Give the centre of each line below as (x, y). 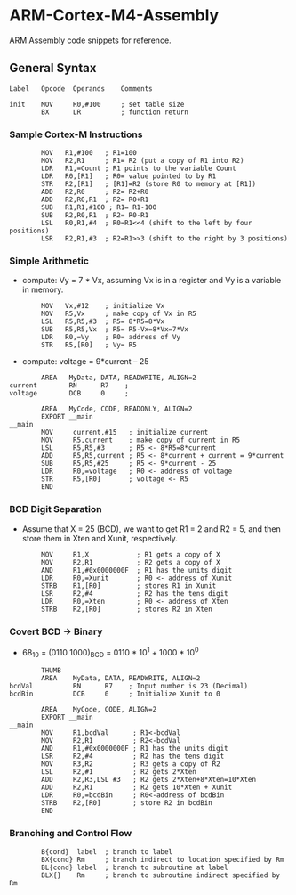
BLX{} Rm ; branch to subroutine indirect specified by (160, 875)
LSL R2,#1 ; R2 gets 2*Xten (119, 772)
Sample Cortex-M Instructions (76, 134)
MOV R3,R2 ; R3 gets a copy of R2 (131, 764)
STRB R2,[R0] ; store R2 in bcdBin (127, 803)
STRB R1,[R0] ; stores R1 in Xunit (129, 586)
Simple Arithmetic (49, 261)
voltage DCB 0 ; (69, 394)
